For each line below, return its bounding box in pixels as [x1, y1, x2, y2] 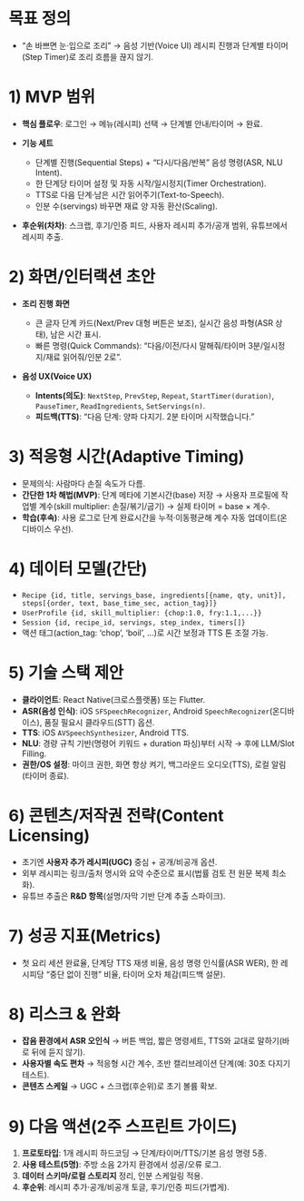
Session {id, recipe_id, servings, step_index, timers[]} [21, 618, 246, 627]
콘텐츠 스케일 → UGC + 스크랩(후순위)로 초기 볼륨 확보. [21, 1081, 218, 1092]
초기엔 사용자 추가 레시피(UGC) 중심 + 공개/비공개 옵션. [21, 856, 218, 867]
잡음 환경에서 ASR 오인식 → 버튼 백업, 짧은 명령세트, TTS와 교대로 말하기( [21, 1036, 283, 1047]
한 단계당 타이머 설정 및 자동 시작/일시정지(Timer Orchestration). [34, 178, 267, 189]
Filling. [21, 748, 47, 759]
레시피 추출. [21, 231, 64, 241]
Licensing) [8, 825, 90, 845]
